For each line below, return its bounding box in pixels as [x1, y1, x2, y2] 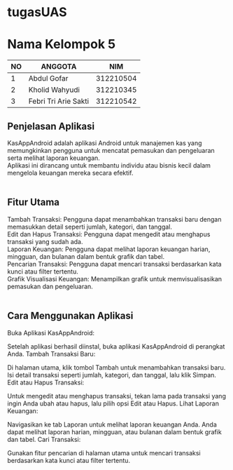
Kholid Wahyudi [28, 85, 80, 95]
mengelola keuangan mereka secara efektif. [7, 168, 134, 177]
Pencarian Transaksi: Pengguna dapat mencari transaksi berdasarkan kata [7, 260, 222, 268]
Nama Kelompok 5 [7, 36, 116, 53]
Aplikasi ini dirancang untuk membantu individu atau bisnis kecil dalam [7, 161, 211, 169]
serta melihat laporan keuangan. [7, 154, 100, 162]
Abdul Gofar [28, 74, 69, 83]
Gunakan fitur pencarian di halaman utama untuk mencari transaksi [7, 448, 201, 457]
